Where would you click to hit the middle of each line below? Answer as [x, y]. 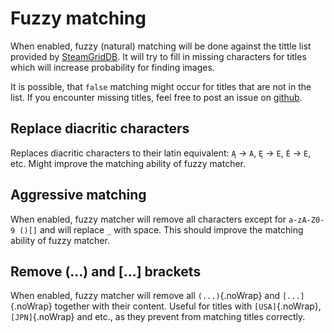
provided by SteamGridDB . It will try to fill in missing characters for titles [158, 56]
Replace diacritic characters [100, 128]
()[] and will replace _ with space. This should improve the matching [161, 229]
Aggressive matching [78, 195]
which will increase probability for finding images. [112, 67]
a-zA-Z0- [306, 220]
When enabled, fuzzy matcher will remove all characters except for [148, 219]
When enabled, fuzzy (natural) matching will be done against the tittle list [161, 46]
